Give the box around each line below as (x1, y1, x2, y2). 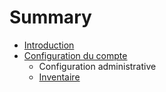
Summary (9, 6, 92, 29)
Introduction (23, 39, 75, 51)
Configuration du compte (23, 49, 128, 61)
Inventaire (38, 71, 81, 83)
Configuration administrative (38, 60, 157, 72)
